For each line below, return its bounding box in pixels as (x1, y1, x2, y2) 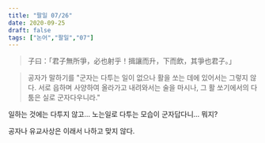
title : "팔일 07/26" (8, 11, 73, 20)
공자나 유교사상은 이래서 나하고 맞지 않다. (8, 126, 135, 136)
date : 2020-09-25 (8, 19, 66, 27)
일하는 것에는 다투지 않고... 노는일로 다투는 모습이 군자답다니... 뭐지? (8, 110, 218, 119)
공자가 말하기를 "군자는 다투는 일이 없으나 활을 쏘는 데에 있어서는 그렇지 (27, 73, 248, 83)
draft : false (8, 26, 51, 34)
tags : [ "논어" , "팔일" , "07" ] (8, 33, 94, 42)
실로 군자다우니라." (42, 92, 100, 103)
